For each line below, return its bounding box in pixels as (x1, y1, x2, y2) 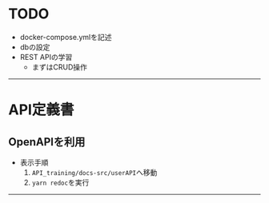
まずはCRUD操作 (31, 62, 88, 72)
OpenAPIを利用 (8, 135, 86, 149)
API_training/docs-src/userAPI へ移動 (31, 167, 158, 177)
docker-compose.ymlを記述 (19, 32, 112, 42)
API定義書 (8, 101, 74, 119)
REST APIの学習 (19, 52, 73, 62)
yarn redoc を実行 (31, 177, 90, 187)
